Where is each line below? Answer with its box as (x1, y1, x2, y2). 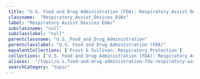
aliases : (8, 58, 30, 64)
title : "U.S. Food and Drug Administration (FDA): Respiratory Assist (8, 8, 187, 15)
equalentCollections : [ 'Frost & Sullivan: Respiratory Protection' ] (8, 48, 183, 53)
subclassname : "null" (8, 25, 62, 31)
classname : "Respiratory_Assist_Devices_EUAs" (8, 14, 129, 20)
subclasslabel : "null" (8, 31, 65, 37)
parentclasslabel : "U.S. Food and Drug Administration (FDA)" (8, 42, 167, 48)
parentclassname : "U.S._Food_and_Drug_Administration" (8, 36, 147, 42)
